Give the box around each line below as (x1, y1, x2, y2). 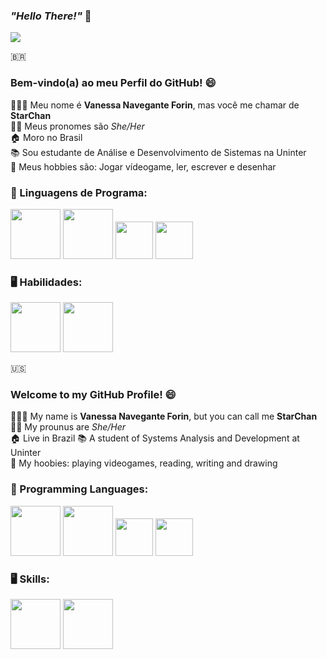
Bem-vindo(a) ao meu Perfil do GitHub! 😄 (10, 76, 217, 90)
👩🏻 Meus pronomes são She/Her (10, 120, 145, 132)
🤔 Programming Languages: (10, 482, 149, 496)
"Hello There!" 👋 (10, 9, 92, 23)
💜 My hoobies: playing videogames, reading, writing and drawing (10, 457, 278, 469)
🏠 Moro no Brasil (10, 131, 83, 143)
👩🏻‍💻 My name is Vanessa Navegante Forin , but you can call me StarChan (10, 410, 318, 423)
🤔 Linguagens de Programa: (10, 185, 148, 199)
